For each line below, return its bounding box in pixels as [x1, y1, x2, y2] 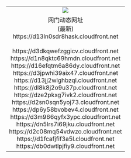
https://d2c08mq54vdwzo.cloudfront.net [9, 127, 122, 135]
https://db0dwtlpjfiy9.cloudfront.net [16, 142, 115, 150]
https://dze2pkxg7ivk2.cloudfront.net [13, 91, 118, 99]
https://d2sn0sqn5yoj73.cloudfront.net [11, 98, 120, 106]
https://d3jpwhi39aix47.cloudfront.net [12, 68, 119, 77]
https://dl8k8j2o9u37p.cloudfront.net [13, 83, 118, 91]
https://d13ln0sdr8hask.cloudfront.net [12, 32, 119, 40]
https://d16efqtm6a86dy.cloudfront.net [11, 61, 120, 70]
